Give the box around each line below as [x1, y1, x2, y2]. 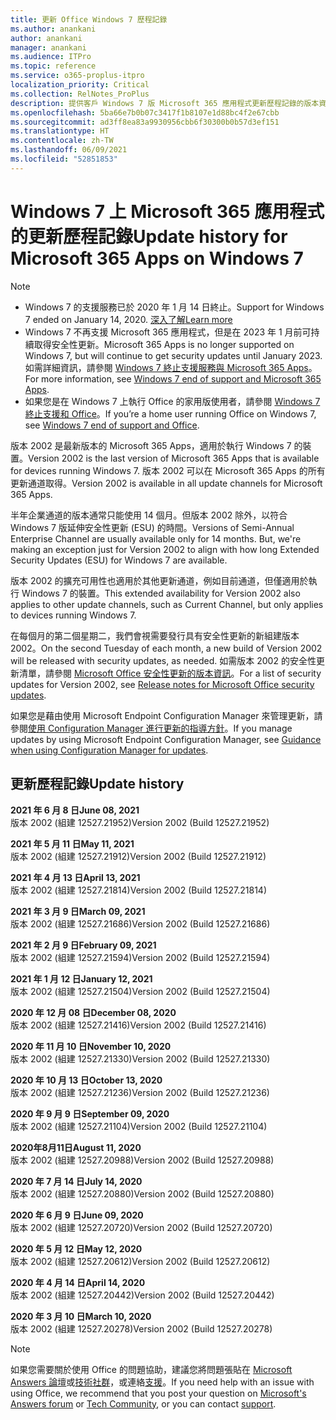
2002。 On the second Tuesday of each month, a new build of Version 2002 [10, 642, 323, 654]
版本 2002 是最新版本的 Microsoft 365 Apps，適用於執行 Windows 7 [10, 439, 292, 451]
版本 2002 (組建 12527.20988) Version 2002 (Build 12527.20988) [10, 1154, 275, 1166]
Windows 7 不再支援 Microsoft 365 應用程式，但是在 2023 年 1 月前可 [24, 326, 312, 338]
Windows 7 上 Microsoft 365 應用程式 [10, 200, 325, 223]
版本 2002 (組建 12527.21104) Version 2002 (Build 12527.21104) [10, 1120, 268, 1132]
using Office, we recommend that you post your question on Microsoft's [10, 1387, 307, 1399]
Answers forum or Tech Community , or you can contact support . [10, 1397, 277, 1410]
